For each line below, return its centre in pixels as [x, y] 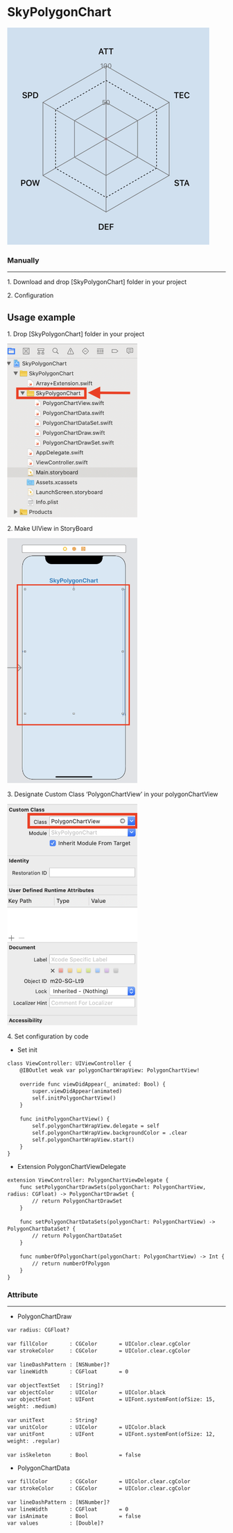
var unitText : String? [52, 1420]
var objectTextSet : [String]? [55, 1386]
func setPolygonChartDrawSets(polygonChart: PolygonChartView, [113, 1187]
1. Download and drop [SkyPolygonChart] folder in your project [97, 282]
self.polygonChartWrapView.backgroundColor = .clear [110, 1133]
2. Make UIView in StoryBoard [50, 529]
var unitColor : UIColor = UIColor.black [87, 1427]
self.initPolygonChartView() [74, 1098]
